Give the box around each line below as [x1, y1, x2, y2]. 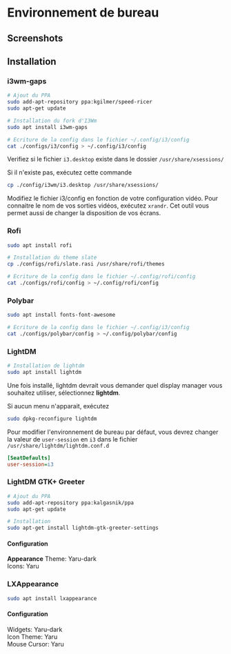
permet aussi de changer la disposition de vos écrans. [7, 209, 161, 217]
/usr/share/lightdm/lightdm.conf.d [7, 442, 110, 449]
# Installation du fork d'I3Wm [7, 117, 97, 124]
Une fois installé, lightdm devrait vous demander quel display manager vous [7, 381, 223, 389]
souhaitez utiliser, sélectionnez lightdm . [7, 388, 121, 397]
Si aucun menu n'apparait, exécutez [7, 402, 110, 410]
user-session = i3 [7, 461, 54, 468]
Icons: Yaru [7, 562, 39, 571]
